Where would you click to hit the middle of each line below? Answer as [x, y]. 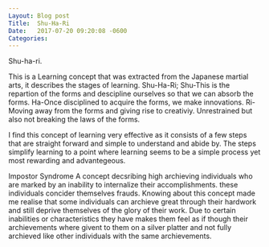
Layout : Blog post [39, 16]
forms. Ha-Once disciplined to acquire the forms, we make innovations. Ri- [132, 102]
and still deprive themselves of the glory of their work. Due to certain [122, 211]
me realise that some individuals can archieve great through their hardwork [132, 202]
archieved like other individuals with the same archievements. [110, 236]
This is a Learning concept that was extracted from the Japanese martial [128, 76]
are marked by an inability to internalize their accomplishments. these [123, 185]
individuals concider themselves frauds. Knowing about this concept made [132, 193]
